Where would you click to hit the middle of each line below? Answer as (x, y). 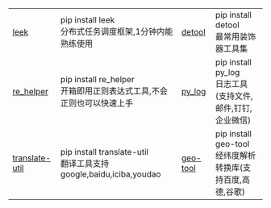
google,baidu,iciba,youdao (110, 174)
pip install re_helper (97, 79)
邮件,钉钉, (233, 108)
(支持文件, (234, 96)
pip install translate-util (104, 152)
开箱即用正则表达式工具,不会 (114, 91)
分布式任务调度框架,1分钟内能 (117, 31)
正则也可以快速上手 (97, 103)
